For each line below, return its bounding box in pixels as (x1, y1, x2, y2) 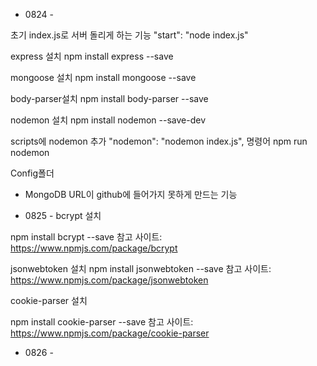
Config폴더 (10, 167, 55, 179)
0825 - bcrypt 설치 (24, 210, 102, 221)
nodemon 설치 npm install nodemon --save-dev (10, 114, 207, 126)
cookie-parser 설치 (10, 295, 88, 306)
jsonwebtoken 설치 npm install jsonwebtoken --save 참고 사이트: (10, 263, 272, 274)
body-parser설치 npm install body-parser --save (10, 93, 209, 104)
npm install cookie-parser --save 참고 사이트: (10, 316, 194, 328)
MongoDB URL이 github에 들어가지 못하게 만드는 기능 (24, 189, 238, 200)
